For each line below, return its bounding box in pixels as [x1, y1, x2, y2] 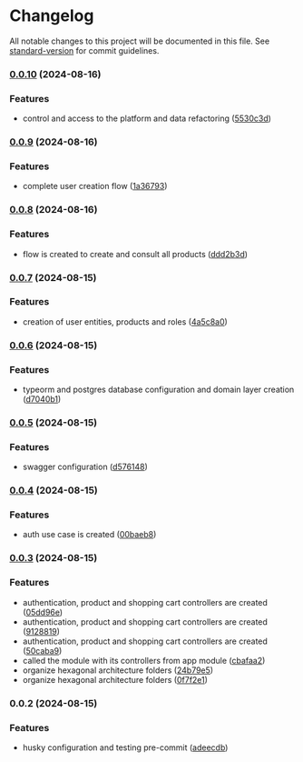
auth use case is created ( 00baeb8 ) [22, 529, 157, 540]
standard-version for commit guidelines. [9, 45, 160, 55]
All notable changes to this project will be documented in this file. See [9, 35, 270, 46]
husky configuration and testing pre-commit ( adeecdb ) [22, 742, 229, 753]
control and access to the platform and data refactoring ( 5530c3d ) [22, 113, 272, 124]
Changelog [9, 5, 94, 26]
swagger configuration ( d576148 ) [22, 461, 148, 473]
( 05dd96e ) [22, 607, 64, 617]
